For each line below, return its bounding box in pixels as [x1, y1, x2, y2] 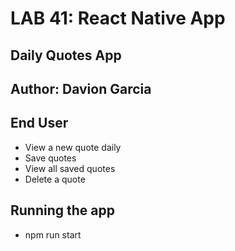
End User [10, 115, 69, 132]
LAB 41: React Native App [10, 7, 226, 30]
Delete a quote [24, 173, 86, 185]
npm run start [24, 228, 82, 241]
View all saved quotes [24, 162, 116, 174]
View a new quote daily [24, 141, 122, 153]
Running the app [10, 202, 115, 219]
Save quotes [24, 152, 77, 164]
